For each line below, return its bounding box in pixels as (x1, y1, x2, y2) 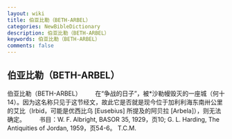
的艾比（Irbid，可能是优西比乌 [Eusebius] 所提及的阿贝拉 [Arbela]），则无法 (7, 106, 222, 115)
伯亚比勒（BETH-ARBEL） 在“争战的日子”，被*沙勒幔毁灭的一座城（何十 (7, 89, 225, 98)
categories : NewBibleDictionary (7, 23, 100, 30)
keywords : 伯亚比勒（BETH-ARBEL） (7, 36, 100, 43)
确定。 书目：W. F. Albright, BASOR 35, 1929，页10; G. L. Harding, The (7, 115, 220, 123)
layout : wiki (7, 10, 45, 17)
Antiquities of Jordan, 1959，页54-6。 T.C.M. (7, 124, 136, 132)
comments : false (7, 42, 54, 49)
